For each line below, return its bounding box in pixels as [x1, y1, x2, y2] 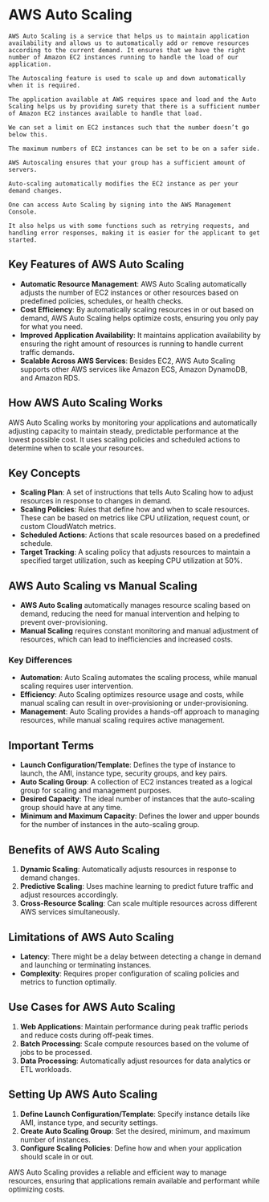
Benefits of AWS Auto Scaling [8, 843, 161, 857]
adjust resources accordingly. [19, 890, 119, 900]
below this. [8, 130, 48, 138]
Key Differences [8, 654, 72, 666]
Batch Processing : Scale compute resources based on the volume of [19, 1038, 250, 1049]
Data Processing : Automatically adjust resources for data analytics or [19, 1056, 251, 1066]
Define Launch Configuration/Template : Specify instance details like [19, 1109, 251, 1118]
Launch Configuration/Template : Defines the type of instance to [19, 760, 236, 770]
